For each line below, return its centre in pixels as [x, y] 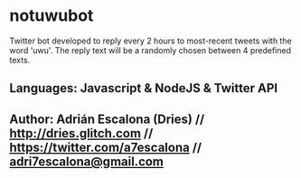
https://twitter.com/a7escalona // [105, 147]
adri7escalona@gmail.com [87, 161]
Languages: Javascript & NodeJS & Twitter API [144, 88]
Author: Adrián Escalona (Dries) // [107, 119]
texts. [20, 60]
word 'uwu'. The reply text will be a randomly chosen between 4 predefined [150, 50]
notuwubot [52, 16]
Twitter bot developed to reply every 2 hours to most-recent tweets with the [150, 41]
